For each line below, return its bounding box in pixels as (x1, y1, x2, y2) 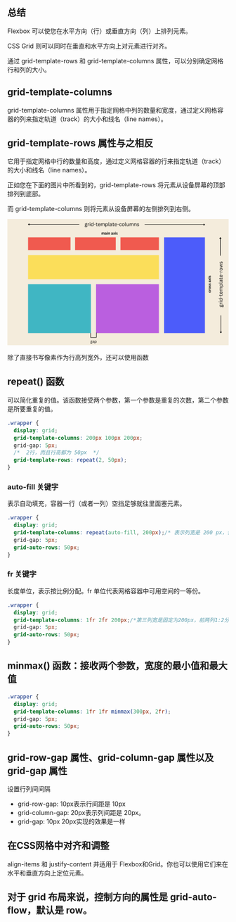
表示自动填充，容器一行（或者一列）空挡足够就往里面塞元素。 (7, 499, 186, 508)
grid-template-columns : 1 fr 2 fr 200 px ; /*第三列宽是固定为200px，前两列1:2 (13, 617, 225, 624)
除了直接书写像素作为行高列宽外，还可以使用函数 (7, 353, 149, 362)
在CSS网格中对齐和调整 (7, 840, 110, 852)
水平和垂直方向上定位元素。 (7, 869, 88, 877)
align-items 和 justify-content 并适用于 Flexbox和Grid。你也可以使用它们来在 (7, 859, 228, 868)
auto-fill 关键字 (7, 481, 59, 491)
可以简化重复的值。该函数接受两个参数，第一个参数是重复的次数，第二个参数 (7, 396, 229, 404)
